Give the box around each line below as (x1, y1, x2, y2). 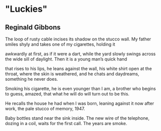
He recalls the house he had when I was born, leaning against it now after (5, 100, 154, 106)
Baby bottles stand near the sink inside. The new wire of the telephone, (5, 115, 150, 121)
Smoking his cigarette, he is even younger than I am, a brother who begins (5, 86, 156, 92)
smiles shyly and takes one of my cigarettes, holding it (5, 41, 116, 47)
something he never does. (5, 76, 58, 82)
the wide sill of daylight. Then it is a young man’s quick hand (5, 56, 127, 62)
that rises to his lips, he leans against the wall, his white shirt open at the (5, 65, 152, 71)
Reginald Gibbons (5, 23, 61, 32)
